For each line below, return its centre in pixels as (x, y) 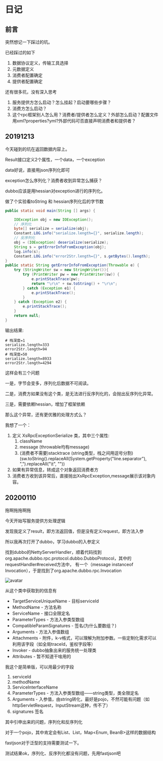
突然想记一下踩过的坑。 (29, 42)
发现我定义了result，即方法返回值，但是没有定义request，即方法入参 (74, 531)
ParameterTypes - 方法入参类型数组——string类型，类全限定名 (75, 693)
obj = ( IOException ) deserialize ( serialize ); (61, 243)
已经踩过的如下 (20, 52)
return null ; (27, 316)
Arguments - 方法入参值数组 (41, 632)
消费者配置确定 (27, 75)
